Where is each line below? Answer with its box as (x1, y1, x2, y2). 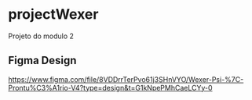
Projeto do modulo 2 (8, 31, 75, 41)
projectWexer (8, 5, 99, 23)
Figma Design (8, 54, 77, 67)
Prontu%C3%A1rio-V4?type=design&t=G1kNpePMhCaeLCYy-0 (8, 83, 214, 92)
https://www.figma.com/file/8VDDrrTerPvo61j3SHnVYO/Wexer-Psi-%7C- (8, 74, 244, 84)
